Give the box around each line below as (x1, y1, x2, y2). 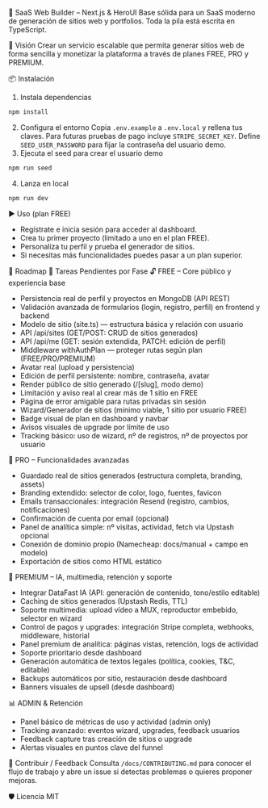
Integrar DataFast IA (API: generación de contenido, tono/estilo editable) (19, 588, 261, 597)
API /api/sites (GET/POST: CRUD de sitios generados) (19, 328, 199, 337)
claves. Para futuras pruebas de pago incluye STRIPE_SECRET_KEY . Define (19, 131, 261, 140)
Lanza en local (19, 178, 69, 188)
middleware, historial (19, 630, 90, 640)
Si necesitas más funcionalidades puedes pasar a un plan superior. (19, 250, 244, 260)
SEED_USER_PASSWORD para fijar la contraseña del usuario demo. (19, 140, 226, 149)
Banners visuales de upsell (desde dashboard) (19, 682, 175, 692)
